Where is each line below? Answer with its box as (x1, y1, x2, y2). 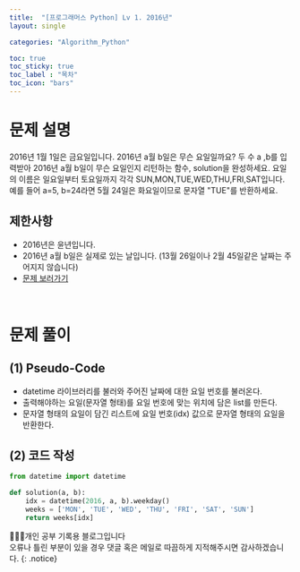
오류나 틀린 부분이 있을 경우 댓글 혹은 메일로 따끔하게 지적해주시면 (9, 542, 239, 552)
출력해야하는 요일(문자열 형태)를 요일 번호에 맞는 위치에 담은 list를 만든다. (21, 397, 278, 407)
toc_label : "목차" (9, 71, 79, 80)
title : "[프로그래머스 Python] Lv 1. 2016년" (9, 13, 173, 22)
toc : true (9, 54, 47, 63)
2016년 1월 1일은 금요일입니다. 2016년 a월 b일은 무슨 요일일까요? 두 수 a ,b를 (9, 151, 279, 162)
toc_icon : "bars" (9, 79, 74, 88)
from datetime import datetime (9, 472, 126, 482)
